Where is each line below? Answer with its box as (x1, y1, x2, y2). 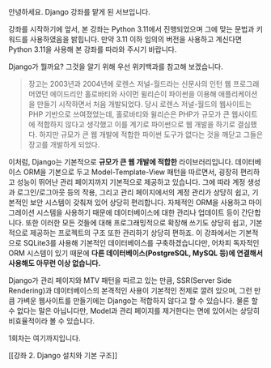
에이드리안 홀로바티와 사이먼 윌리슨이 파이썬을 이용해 (49, 89, 217, 99)
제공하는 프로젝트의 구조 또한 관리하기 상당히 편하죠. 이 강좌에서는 (29, 228, 237, 237)
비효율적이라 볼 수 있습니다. (8, 316, 95, 326)
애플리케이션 (218, 89, 258, 99)
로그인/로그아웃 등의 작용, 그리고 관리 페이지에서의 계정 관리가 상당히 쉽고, (16, 187, 251, 197)
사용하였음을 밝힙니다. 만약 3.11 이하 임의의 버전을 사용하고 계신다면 (29, 35, 243, 44)
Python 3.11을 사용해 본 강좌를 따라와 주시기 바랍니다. (8, 45, 177, 54)
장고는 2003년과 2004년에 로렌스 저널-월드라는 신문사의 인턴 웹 (28, 79, 232, 88)
